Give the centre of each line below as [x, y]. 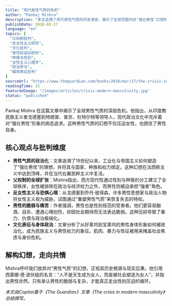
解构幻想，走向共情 [36, 255]
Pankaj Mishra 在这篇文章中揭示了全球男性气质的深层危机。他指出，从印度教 [86, 111]
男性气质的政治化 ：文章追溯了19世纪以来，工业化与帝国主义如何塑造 [85, 161]
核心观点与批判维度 [36, 147]
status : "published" [27, 96]
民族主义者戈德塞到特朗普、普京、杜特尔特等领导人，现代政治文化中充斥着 [84, 117]
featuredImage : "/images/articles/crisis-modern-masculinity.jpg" [78, 91]
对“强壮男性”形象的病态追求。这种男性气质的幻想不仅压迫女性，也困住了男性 [86, 124]
